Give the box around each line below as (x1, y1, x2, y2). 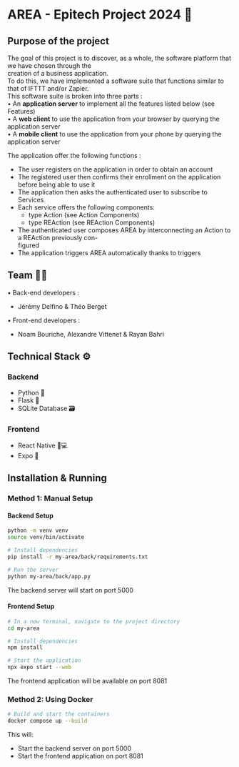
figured (17, 241, 40, 249)
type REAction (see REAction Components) (28, 218, 156, 227)
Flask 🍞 (17, 396, 40, 405)
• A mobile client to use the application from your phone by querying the (7, 130, 223, 138)
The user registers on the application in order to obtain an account (17, 165, 213, 174)
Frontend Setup (7, 602, 55, 610)
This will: (7, 731, 34, 739)
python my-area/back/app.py (7, 573, 91, 580)
